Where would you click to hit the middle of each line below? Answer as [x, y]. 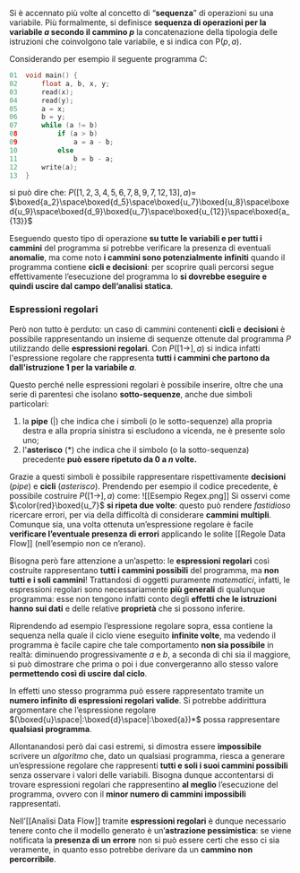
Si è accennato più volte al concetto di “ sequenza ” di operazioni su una [141, 13]
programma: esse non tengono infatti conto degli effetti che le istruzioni [143, 598]
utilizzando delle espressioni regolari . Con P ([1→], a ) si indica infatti [135, 348]
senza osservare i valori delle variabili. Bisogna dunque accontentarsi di [142, 774]
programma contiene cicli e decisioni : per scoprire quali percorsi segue [142, 267]
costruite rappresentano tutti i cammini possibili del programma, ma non [144, 570]
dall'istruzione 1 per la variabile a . [73, 367]
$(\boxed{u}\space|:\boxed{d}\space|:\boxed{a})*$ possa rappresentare [145, 719]
